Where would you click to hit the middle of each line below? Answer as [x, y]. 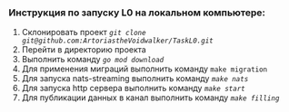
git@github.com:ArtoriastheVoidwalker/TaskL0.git [118, 41]
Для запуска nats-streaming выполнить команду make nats [135, 79]
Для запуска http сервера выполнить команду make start [134, 89]
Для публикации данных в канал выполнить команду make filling [150, 98]
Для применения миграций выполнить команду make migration [144, 69]
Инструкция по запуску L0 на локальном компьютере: [137, 13]
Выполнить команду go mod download [93, 60]
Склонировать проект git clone [84, 33]
